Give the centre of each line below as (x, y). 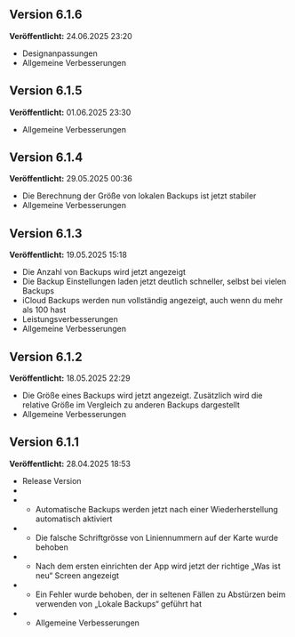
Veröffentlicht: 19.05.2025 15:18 (68, 255)
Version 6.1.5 (46, 91)
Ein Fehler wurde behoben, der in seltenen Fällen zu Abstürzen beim (160, 594)
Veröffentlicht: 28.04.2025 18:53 (70, 464)
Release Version (52, 480)
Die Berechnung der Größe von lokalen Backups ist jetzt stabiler (139, 196)
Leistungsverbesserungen (70, 319)
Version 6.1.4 (46, 158)
